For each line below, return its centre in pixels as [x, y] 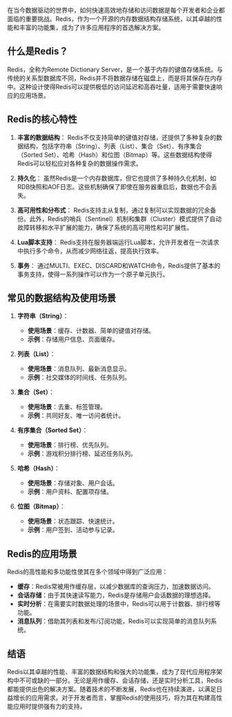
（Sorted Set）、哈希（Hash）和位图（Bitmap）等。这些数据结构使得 [115, 154]
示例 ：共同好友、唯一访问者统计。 [76, 416]
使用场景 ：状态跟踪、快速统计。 [73, 521]
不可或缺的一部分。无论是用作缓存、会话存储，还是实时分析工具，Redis [121, 680]
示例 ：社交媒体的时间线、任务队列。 [79, 378]
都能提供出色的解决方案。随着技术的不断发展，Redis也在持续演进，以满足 [112, 689]
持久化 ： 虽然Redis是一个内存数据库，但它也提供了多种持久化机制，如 [117, 178]
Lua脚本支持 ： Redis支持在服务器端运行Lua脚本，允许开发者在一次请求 [118, 242]
